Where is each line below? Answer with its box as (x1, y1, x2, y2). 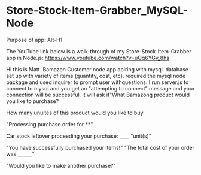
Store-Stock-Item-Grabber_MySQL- (6, 4, 188, 17)
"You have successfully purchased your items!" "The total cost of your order (6, 144, 194, 151)
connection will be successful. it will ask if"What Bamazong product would (6, 91, 190, 98)
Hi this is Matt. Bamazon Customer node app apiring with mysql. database (6, 65, 188, 73)
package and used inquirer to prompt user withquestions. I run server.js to (6, 79, 189, 86)
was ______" (6, 150, 35, 158)
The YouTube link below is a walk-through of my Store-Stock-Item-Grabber (6, 47, 191, 55)
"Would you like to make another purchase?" (6, 162, 117, 169)
